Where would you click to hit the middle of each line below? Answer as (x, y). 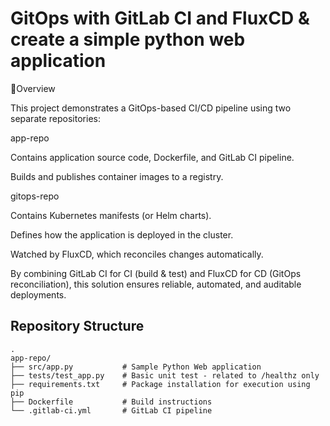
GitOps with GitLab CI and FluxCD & (160, 18)
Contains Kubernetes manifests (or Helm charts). (111, 215)
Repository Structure (77, 326)
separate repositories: (55, 118)
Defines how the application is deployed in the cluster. (122, 234)
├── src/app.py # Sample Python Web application (136, 367)
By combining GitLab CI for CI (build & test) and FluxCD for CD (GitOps (156, 273)
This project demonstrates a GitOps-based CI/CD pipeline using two (151, 108)
